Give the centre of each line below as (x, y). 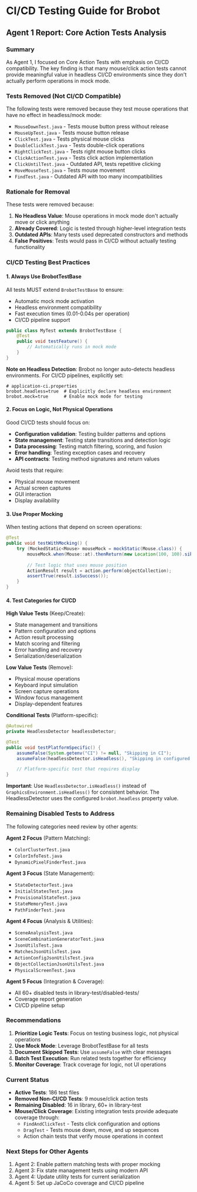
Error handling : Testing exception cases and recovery (80, 453)
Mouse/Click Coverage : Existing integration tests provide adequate (96, 1111)
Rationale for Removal (38, 192)
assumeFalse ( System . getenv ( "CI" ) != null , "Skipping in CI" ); (94, 753)
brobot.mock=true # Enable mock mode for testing (74, 396)
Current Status (28, 1080)
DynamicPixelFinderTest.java (50, 862)
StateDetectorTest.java (44, 885)
